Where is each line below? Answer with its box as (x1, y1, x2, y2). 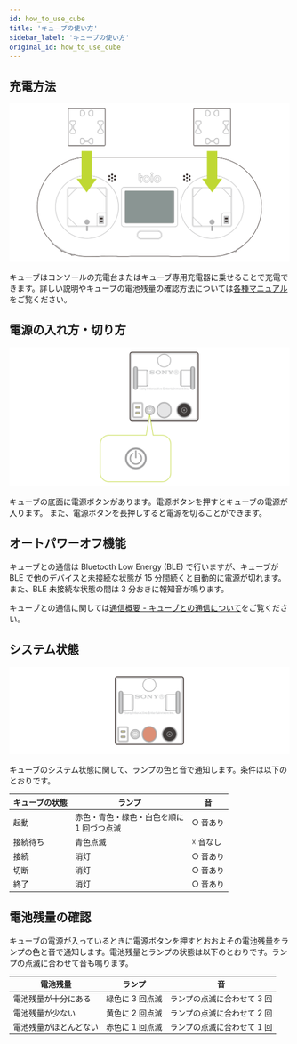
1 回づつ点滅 (75, 823, 122, 833)
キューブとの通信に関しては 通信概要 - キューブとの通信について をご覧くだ (9, 602, 280, 613)
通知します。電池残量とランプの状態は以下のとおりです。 (63, 946, 273, 957)
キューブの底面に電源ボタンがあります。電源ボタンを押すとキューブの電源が (9, 496, 288, 507)
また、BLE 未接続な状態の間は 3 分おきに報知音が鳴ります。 (9, 583, 229, 594)
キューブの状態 (12, 797, 68, 807)
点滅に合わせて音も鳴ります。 (24, 957, 133, 968)
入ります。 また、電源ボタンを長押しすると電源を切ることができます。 (9, 507, 267, 518)
